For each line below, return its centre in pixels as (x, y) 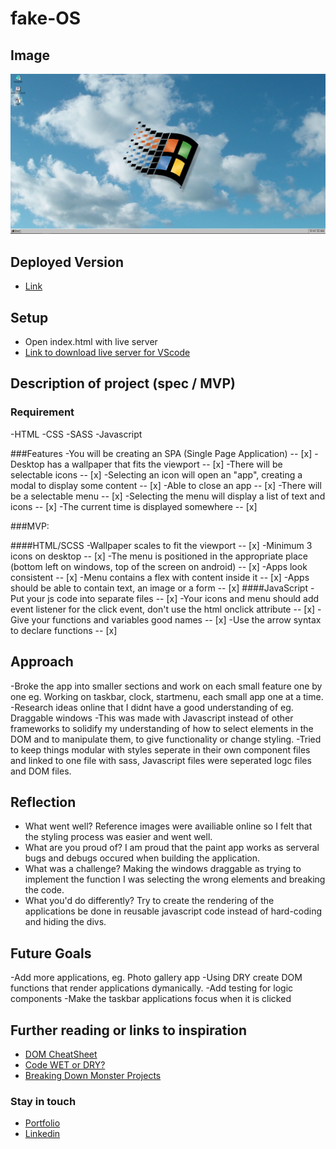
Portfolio (42, 1123)
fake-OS (46, 18)
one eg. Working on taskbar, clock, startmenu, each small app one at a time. (167, 696)
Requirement (42, 412)
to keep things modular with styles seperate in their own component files (160, 749)
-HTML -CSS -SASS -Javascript (76, 434)
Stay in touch (43, 1101)
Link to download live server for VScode (107, 353)
